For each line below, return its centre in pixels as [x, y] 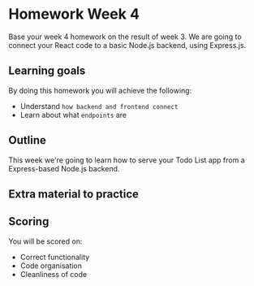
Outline [27, 140]
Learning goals [47, 71]
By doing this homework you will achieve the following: [100, 90]
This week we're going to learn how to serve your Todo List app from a [127, 160]
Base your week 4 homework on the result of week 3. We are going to [125, 37]
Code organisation [51, 266]
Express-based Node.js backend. [64, 168]
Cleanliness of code [54, 274]
